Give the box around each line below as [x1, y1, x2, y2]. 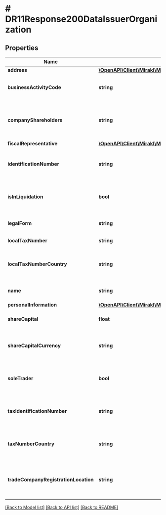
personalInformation [7, 301, 57, 308]
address [7, 67, 28, 73]
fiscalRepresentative [7, 140, 58, 147]
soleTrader [7, 375, 34, 382]
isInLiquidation [7, 193, 43, 200]
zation [5, 24, 32, 35]
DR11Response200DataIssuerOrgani [5, 13, 158, 25]
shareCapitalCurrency [7, 342, 61, 349]
